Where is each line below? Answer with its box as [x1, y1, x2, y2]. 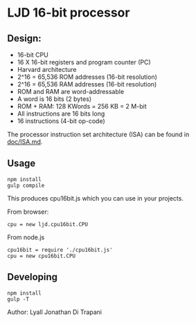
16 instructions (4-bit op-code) [17, 117, 105, 125]
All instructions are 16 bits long [17, 109, 105, 118]
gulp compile [7, 182, 45, 189]
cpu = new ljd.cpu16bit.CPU [7, 221, 89, 228]
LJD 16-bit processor [7, 5, 130, 21]
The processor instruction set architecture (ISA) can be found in [7, 130, 190, 138]
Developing [7, 271, 57, 283]
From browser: [7, 207, 49, 216]
